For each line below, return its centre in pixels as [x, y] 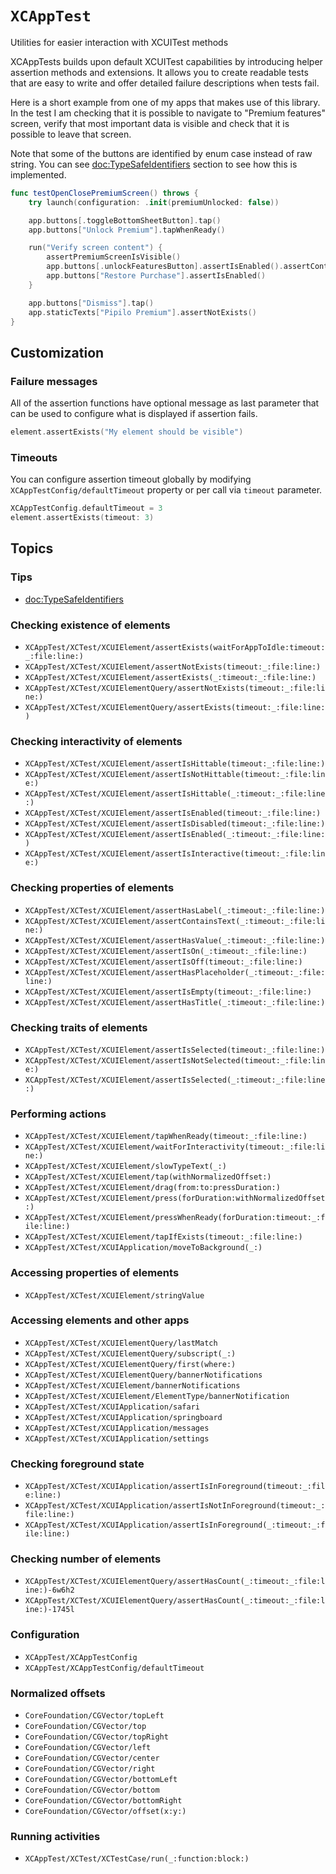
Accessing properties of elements [95, 1273]
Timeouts [34, 457]
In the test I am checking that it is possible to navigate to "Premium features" [168, 113]
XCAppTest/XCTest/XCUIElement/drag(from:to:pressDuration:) [152, 1188]
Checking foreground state [77, 1464]
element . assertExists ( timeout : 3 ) [82, 518]
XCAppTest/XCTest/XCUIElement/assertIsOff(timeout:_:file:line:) [163, 962]
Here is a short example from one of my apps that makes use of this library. [165, 102]
